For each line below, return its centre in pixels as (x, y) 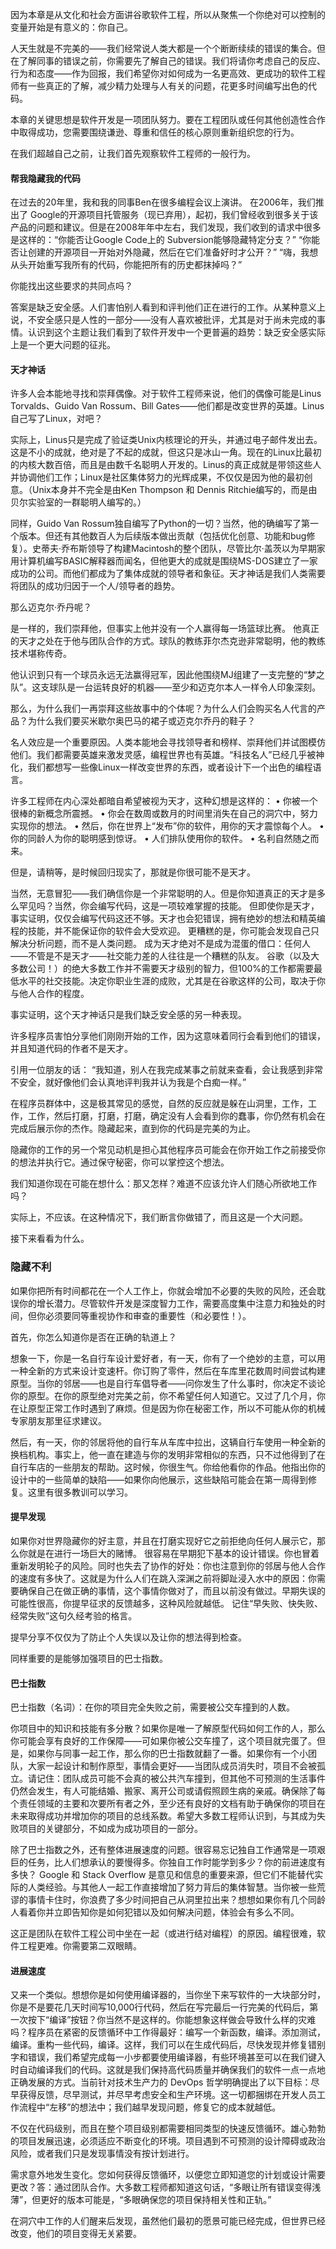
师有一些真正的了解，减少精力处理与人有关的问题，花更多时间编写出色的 (159, 86)
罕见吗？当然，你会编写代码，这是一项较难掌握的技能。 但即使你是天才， (169, 906)
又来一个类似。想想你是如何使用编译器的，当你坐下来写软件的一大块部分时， (168, 1995)
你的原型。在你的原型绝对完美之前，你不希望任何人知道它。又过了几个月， (163, 1395)
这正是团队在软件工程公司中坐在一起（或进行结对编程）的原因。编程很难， (163, 1934)
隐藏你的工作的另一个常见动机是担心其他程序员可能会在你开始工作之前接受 (163, 1150)
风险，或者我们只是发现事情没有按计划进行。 (102, 2154)
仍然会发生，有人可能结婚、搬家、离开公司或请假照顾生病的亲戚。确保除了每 (168, 1791)
